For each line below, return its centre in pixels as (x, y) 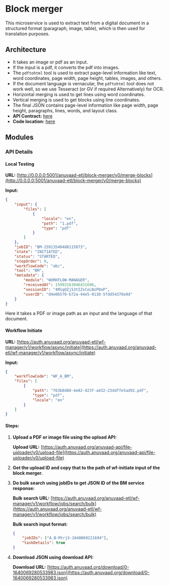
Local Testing (20, 164)
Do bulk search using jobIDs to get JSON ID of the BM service (78, 483)
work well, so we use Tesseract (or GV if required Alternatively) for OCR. (88, 89)
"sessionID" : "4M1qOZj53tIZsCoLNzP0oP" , (67, 289)
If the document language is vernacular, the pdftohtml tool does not (83, 83)
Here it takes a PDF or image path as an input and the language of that (79, 314)
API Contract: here (32, 116)
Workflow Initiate (24, 330)
